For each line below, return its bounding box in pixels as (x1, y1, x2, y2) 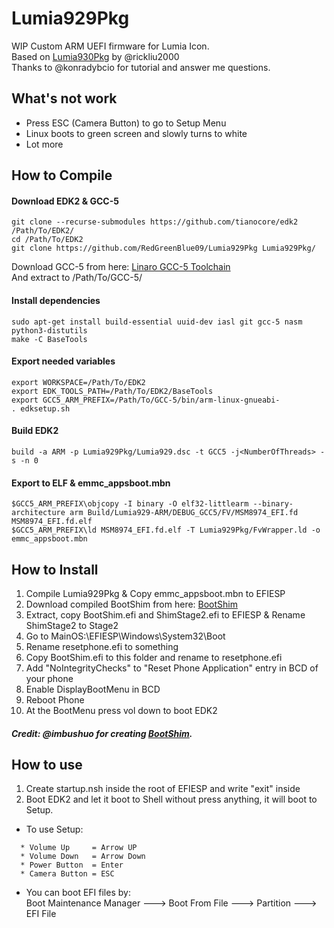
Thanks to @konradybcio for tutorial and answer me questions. (11, 61, 271, 73)
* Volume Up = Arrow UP (20, 843, 138, 853)
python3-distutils (11, 325, 88, 336)
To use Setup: (25, 823, 84, 836)
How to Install (11, 561, 99, 578)
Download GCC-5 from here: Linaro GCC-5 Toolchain (11, 261, 231, 273)
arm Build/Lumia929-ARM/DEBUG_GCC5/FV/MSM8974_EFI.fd (69, 508, 299, 518)
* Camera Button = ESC (20, 869, 115, 879)
